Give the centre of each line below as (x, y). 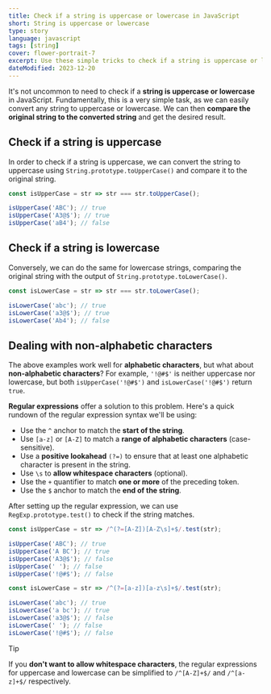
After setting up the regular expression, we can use (94, 506)
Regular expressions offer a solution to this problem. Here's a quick (121, 406)
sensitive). (37, 447)
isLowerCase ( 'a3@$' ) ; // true (59, 313)
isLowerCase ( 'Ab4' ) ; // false (59, 320)
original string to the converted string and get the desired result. (117, 117)
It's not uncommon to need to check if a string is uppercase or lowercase (132, 91)
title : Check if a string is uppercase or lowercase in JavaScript (124, 16)
